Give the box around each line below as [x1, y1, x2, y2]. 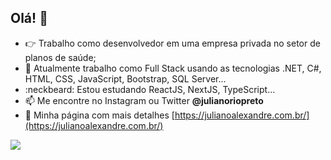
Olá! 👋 [10, 10, 48, 27]
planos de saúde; [24, 51, 97, 63]
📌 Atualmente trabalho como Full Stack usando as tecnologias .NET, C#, [24, 62, 322, 74]
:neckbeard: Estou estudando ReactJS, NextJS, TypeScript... [24, 83, 276, 95]
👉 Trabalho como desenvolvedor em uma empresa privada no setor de [24, 37, 321, 49]
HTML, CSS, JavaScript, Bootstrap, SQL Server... [24, 72, 227, 85]
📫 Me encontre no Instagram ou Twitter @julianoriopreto [24, 94, 264, 106]
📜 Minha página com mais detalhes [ [24, 109, 175, 121]
